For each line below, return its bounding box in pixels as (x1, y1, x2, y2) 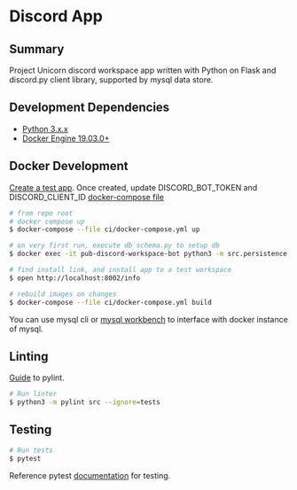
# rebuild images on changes (9, 290, 117, 299)
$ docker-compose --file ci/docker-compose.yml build (9, 298, 213, 307)
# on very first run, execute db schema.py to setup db (9, 241, 220, 250)
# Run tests (9, 446, 53, 455)
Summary (9, 42, 65, 57)
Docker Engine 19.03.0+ (21, 133, 110, 144)
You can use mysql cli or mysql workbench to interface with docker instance (9, 314, 288, 324)
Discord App (9, 6, 104, 27)
